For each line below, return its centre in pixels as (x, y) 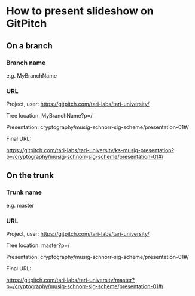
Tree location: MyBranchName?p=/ (49, 116)
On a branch (29, 46)
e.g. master (20, 205)
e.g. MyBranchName (32, 75)
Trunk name (24, 192)
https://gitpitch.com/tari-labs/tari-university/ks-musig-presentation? (90, 150)
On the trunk (30, 175)
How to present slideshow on (80, 11)
